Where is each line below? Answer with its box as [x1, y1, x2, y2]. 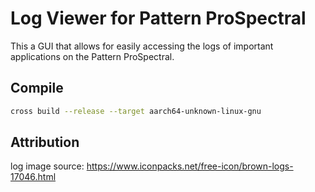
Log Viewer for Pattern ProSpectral [10, 7, 307, 30]
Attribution [10, 134, 80, 151]
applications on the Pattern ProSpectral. [10, 50, 175, 62]
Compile [10, 80, 64, 97]
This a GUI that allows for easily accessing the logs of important [10, 40, 274, 52]
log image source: [10, 160, 85, 172]
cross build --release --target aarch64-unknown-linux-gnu [10, 106, 262, 116]
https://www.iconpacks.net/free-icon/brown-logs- [86, 160, 294, 172]
